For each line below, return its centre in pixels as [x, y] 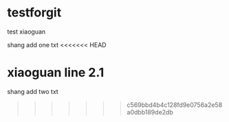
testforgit [34, 13]
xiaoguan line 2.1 [56, 73]
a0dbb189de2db [150, 112]
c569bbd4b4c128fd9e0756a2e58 [175, 105]
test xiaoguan [26, 32]
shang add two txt [33, 91]
